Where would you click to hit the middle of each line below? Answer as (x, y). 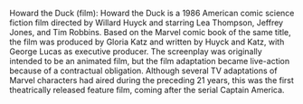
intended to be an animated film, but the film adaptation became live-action (150, 61)
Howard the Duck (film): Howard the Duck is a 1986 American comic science (152, 13)
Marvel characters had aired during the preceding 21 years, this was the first (151, 80)
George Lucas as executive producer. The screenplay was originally (136, 52)
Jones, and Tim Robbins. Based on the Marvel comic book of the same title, (150, 32)
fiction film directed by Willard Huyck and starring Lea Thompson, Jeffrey (146, 23)
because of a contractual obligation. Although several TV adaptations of (143, 71)
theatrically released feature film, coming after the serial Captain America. (147, 90)
